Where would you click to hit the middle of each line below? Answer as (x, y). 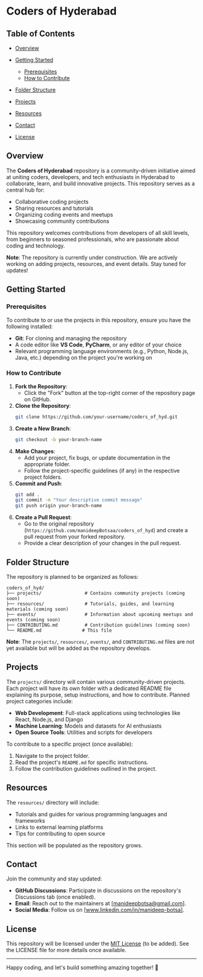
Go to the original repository (59, 524)
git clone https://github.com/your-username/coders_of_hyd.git (96, 417)
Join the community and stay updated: (54, 879)
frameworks (30, 820)
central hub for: (26, 190)
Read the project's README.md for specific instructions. (82, 762)
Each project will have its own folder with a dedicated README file (89, 688)
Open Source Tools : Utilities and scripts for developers (84, 732)
